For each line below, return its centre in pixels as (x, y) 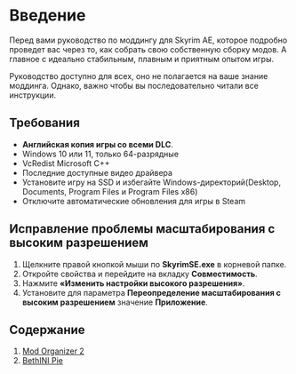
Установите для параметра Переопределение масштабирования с (152, 292)
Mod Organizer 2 (53, 351)
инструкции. (32, 95)
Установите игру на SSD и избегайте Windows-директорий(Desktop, (152, 182)
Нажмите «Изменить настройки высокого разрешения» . (133, 283)
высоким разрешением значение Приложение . (115, 302)
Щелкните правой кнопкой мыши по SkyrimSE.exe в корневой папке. (154, 264)
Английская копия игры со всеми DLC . (97, 144)
